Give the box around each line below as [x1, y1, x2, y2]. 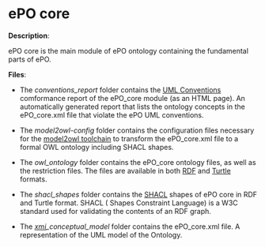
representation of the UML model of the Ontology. [19, 230, 183, 239]
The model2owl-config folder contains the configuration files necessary [19, 125, 255, 135]
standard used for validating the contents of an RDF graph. [19, 206, 212, 215]
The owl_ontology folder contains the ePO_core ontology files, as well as [19, 157, 256, 167]
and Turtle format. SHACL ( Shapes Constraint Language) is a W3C [19, 198, 239, 208]
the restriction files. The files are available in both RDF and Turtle [19, 166, 231, 175]
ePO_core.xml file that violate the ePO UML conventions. [19, 110, 204, 119]
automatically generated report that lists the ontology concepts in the [19, 102, 245, 111]
